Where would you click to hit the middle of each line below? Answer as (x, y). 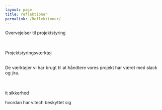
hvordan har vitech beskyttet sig (38, 103)
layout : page (19, 10)
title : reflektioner (27, 14)
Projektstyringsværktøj (29, 53)
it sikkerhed (17, 93)
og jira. (12, 73)
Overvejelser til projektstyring (36, 33)
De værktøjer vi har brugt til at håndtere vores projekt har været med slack (81, 68)
